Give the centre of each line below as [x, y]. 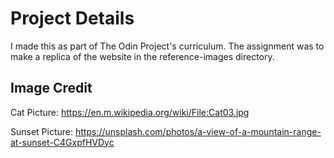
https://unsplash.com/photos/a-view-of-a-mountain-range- [198, 131]
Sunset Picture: [42, 131]
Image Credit [51, 88]
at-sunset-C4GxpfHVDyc [62, 142]
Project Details [72, 18]
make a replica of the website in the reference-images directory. [142, 56]
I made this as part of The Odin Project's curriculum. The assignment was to [167, 46]
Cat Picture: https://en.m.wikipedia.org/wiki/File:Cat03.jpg [130, 112]
